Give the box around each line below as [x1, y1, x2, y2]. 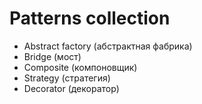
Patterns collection [9, 7, 171, 30]
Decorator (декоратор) [23, 82, 120, 94]
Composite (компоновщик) [23, 61, 138, 73]
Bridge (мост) [23, 50, 82, 62]
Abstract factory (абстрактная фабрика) [23, 40, 193, 52]
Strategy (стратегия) [23, 72, 111, 84]
